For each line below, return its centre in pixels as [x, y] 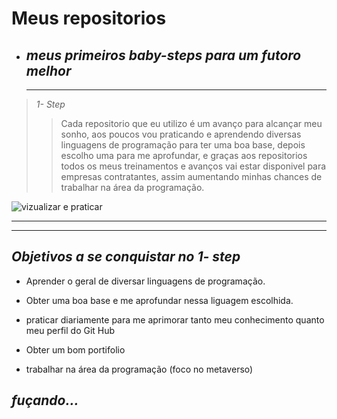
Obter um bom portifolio [75, 349]
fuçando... [45, 400]
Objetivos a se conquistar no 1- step [126, 257]
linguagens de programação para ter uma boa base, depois [183, 145]
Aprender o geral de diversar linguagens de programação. [145, 281]
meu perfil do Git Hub [70, 330]
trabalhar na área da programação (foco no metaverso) [139, 369]
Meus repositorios [89, 18]
